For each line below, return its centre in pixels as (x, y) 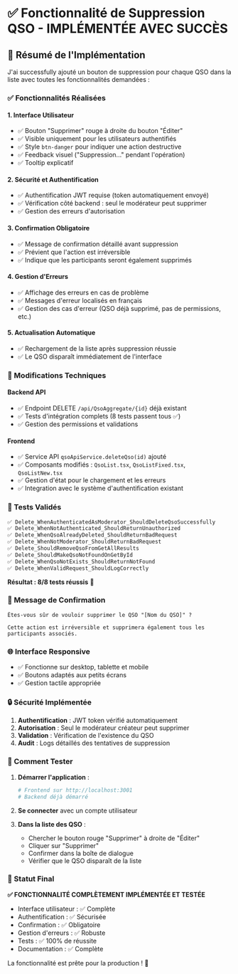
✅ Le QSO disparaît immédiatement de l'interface (90, 356)
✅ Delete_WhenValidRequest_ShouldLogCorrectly (78, 568)
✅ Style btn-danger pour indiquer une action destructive (99, 147)
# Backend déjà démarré (53, 797)
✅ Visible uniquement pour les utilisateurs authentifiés (97, 139)
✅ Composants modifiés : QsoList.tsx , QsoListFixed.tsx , (102, 465)
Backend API (27, 392)
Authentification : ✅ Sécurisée (62, 916)
